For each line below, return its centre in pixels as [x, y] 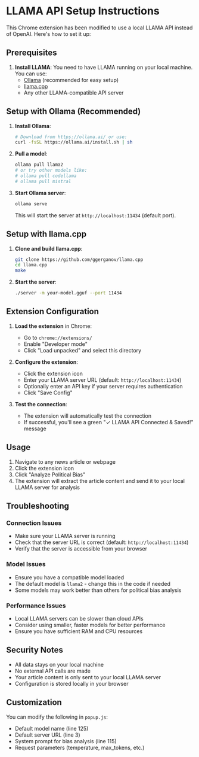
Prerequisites [32, 53]
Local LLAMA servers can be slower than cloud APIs [79, 618]
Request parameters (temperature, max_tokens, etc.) [80, 747]
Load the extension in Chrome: [53, 326]
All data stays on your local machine [59, 664]
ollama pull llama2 [39, 165]
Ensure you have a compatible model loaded [69, 577]
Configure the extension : [46, 362]
